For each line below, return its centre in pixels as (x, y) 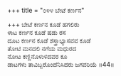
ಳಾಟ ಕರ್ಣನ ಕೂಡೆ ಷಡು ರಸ (37, 32)
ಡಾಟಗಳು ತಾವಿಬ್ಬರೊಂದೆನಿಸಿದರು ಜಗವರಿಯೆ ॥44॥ (61, 64)
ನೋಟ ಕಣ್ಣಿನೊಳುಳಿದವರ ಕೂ (37, 56)
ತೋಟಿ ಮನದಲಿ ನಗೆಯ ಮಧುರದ (42, 48)
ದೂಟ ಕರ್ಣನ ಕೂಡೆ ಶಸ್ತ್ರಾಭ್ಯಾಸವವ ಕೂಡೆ (49, 40)
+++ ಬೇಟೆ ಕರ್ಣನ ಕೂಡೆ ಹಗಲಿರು (43, 25)
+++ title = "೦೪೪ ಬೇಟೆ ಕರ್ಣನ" (46, 10)
